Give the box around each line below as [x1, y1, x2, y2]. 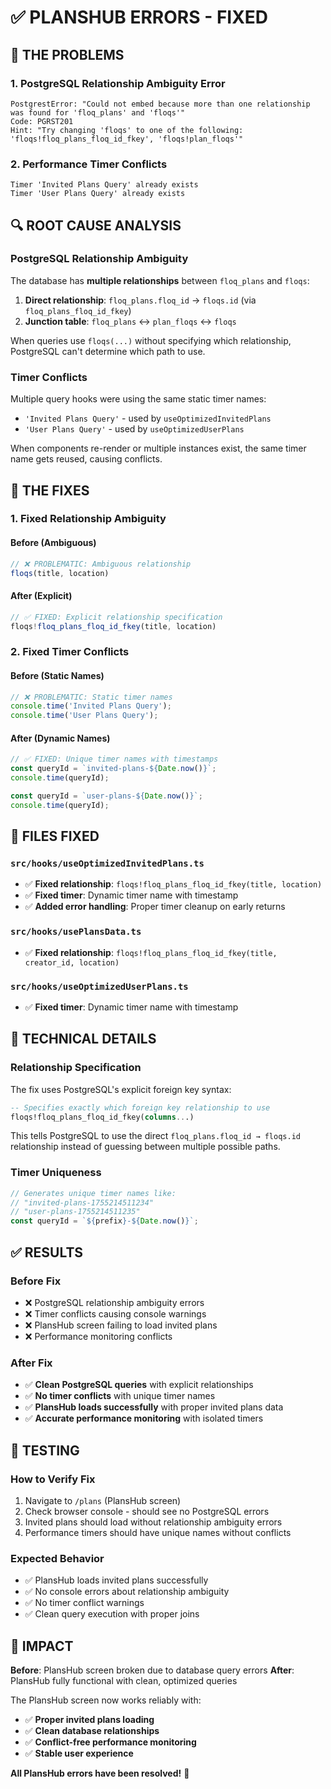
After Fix [10, 1356, 53, 1370]
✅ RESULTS [10, 1244, 84, 1261]
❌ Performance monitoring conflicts [24, 1330, 173, 1342]
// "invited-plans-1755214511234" [10, 1197, 155, 1208]
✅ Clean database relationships [24, 1725, 160, 1736]
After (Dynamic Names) [10, 732, 111, 744]
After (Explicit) [10, 590, 73, 602]
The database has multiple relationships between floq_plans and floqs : [10, 274, 310, 286]
